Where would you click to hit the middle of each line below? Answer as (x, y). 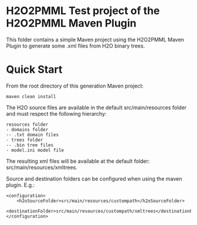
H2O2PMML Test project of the (83, 11)
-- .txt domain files (33, 135)
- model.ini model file (35, 150)
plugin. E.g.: (21, 185)
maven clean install (31, 96)
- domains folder (27, 130)
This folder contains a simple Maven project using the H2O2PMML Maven (95, 39)
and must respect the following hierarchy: (56, 113)
